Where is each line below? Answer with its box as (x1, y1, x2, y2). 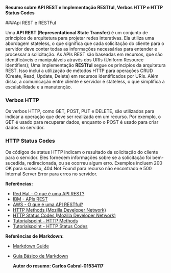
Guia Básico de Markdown (12, 253, 68, 259)
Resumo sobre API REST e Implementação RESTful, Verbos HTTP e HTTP (5, 5, 163, 10)
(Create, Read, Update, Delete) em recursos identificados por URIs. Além (5, 73, 159, 79)
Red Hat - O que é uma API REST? (12, 190, 85, 196)
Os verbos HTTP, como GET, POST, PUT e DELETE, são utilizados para (5, 108, 155, 115)
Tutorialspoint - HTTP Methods (12, 217, 78, 224)
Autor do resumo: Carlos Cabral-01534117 (12, 263, 104, 269)
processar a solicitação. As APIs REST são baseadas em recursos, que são (5, 51, 163, 57)
